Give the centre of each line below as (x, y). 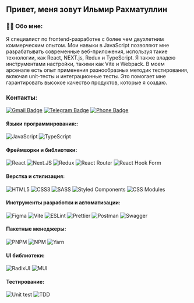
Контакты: (22, 97)
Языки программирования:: (42, 123)
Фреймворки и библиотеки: (42, 150)
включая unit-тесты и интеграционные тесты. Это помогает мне (86, 76)
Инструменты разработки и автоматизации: (63, 203)
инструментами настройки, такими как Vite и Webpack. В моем (85, 64)
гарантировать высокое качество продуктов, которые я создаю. (87, 82)
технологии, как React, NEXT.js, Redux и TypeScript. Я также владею (91, 57)
